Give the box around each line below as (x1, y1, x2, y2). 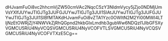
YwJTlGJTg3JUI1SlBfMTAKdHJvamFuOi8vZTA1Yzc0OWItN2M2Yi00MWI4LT (5, 15, 163, 20)
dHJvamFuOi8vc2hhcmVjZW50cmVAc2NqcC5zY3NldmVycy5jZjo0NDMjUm (5, 4, 162, 10)
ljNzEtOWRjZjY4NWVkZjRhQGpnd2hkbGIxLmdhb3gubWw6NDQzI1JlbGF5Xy (5, 20, 163, 26)
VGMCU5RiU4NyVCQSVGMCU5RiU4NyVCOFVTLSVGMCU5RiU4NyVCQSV (5, 25, 161, 31)
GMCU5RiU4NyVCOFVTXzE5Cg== (5, 31, 78, 36)
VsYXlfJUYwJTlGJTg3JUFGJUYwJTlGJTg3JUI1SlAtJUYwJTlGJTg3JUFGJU (5, 9, 161, 15)
